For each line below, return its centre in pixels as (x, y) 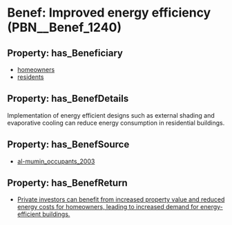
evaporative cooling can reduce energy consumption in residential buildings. (116, 123)
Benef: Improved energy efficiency (109, 13)
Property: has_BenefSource (68, 144)
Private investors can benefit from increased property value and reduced (121, 199)
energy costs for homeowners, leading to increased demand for (108, 207)
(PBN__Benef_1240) (65, 27)
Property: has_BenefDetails (68, 99)
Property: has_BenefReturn (67, 183)
